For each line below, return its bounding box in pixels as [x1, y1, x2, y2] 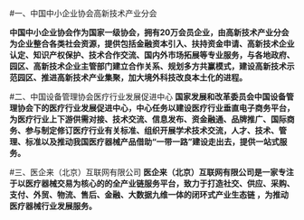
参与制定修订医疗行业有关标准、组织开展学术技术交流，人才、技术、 [24, 125, 279, 135]
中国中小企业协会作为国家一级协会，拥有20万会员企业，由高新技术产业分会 [9, 27, 290, 38]
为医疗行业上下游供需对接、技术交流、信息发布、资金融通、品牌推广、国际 [9, 114, 287, 124]
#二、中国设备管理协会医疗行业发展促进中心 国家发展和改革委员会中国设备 [9, 91, 287, 102]
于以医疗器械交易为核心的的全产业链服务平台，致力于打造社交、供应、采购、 [9, 179, 295, 188]
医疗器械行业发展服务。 [9, 201, 97, 211]
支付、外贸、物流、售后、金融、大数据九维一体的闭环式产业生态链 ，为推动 [9, 189, 290, 200]
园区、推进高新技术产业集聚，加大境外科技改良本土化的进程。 [16, 72, 247, 83]
